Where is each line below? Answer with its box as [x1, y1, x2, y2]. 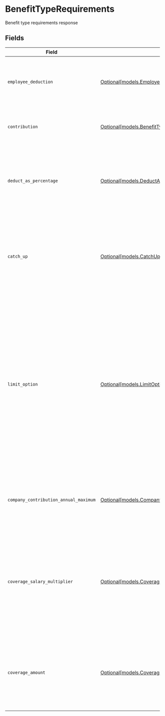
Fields [5, 34, 25, 42]
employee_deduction [7, 79, 53, 85]
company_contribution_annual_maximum [7, 497, 96, 503]
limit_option [7, 381, 38, 387]
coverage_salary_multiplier [7, 579, 73, 584]
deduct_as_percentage [7, 178, 58, 183]
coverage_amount [7, 670, 46, 675]
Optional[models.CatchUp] [100, 253, 163, 260]
